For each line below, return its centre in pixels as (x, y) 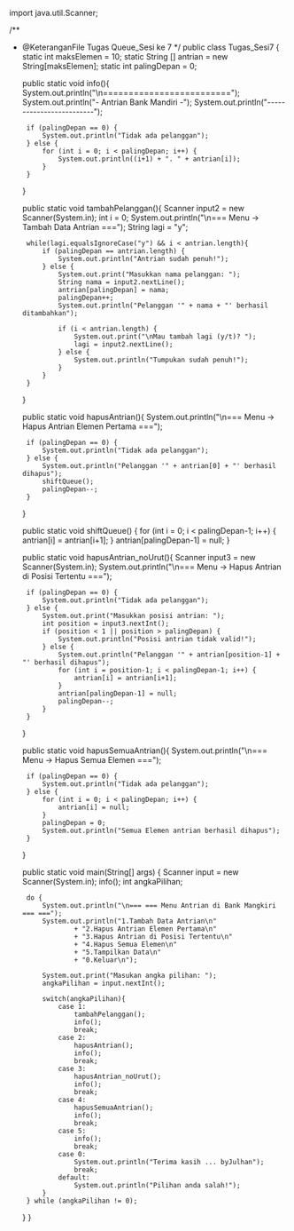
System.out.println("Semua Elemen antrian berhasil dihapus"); (161, 830)
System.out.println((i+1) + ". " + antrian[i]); (149, 159)
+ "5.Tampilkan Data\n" (118, 952)
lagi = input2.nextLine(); (124, 345)
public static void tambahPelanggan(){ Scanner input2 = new (133, 208)
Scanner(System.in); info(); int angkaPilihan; (102, 882)
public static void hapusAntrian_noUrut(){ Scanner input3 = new (139, 557)
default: (74, 1178)
